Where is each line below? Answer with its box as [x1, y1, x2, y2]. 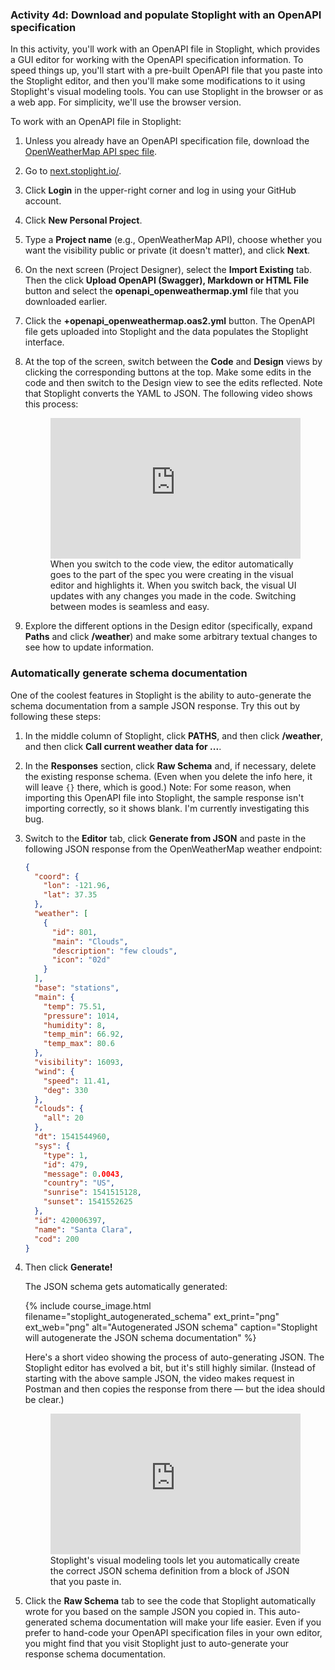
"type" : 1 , [43, 1150, 89, 1160]
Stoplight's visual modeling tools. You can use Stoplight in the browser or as [10, 86, 324, 98]
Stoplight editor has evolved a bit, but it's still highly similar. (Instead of [24, 1362, 316, 1374]
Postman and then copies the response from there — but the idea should [24, 1383, 325, 1395]
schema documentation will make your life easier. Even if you [69, 1616, 322, 1628]
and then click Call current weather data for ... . [24, 740, 222, 752]
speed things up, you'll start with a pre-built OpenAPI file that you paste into [10, 64, 323, 77]
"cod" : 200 [34, 1234, 80, 1244]
